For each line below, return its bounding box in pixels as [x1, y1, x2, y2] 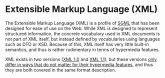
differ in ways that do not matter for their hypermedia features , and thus [5, 61, 153, 67]
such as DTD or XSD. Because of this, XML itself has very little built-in [5, 41, 149, 47]
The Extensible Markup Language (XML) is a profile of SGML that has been [5, 20, 160, 26]
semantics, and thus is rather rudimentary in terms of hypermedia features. [5, 46, 160, 52]
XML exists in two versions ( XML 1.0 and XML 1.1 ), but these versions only [5, 56, 157, 62]
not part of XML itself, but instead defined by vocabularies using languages [5, 36, 160, 42]
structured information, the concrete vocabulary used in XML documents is [5, 30, 160, 36]
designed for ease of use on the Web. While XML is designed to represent [5, 25, 157, 31]
